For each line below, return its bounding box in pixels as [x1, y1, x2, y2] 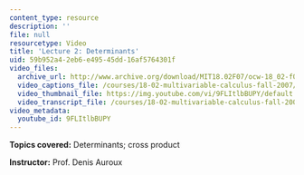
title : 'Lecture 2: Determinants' [9, 47, 140, 56]
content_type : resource [9, 13, 100, 23]
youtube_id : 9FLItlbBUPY [17, 114, 111, 123]
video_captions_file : [17, 81, 100, 90]
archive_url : [17, 73, 67, 82]
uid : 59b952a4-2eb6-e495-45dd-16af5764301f [9, 55, 176, 64]
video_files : [9, 64, 59, 73]
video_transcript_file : [17, 97, 107, 107]
